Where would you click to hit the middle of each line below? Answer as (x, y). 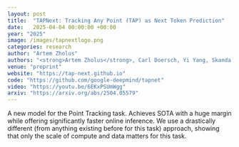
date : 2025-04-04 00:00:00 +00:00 (62, 27)
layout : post (27, 14)
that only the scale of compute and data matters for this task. (97, 136)
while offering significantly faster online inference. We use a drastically (112, 121)
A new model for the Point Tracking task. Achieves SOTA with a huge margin (119, 114)
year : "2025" (27, 34)
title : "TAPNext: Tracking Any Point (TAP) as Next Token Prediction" (116, 21)
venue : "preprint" (35, 67)
